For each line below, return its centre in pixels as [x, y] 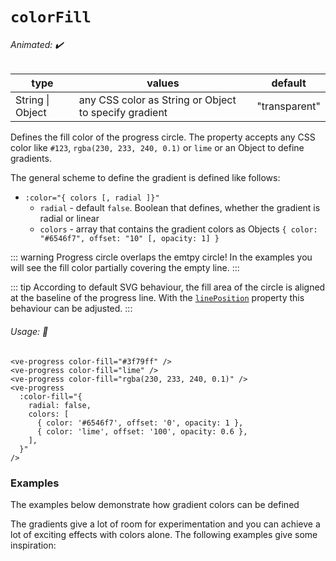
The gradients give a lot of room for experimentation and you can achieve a [165, 524]
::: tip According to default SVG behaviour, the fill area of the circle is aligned [168, 287]
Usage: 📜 [29, 331]
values [163, 83]
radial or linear [69, 219]
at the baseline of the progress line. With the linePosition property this [157, 298]
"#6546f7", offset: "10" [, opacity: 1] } [129, 239]
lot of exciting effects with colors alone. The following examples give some [164, 534]
